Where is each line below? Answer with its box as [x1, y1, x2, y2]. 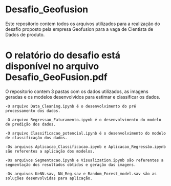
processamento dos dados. [5, 108, 60, 114]
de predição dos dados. [5, 122, 56, 127]
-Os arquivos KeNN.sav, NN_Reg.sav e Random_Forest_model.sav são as [5, 171, 157, 176]
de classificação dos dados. [5, 135, 68, 140]
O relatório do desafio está [5, 50, 121, 61]
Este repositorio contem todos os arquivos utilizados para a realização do [5, 21, 160, 27]
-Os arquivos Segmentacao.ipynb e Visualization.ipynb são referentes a [5, 158, 164, 163]
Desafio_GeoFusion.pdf [5, 71, 108, 83]
